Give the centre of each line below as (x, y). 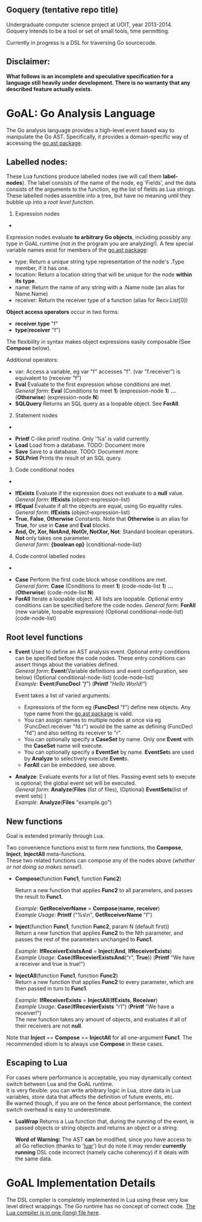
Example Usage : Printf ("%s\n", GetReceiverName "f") (84, 915)
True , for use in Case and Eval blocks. (63, 526)
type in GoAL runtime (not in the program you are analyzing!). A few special (100, 243)
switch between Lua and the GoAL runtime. (60, 1084)
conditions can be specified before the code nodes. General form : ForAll (105, 605)
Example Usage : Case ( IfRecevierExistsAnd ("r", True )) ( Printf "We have (105, 957)
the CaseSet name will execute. (64, 746)
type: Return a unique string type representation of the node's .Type (99, 262)
